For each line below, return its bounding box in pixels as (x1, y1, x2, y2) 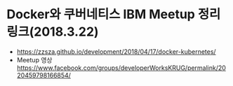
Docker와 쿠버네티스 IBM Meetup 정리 (6, 6, 221, 22)
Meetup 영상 (16, 55, 53, 64)
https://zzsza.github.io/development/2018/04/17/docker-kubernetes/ (16, 47, 216, 56)
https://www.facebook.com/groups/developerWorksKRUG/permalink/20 (16, 64, 226, 72)
